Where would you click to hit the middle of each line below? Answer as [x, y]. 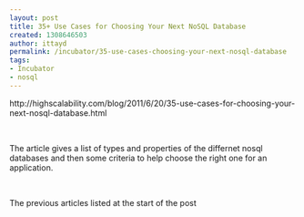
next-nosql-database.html [58, 113]
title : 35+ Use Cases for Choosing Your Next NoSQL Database [128, 26]
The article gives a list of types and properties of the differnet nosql [136, 148]
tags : [20, 60]
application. [31, 167]
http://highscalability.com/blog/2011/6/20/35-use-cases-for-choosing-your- [152, 103]
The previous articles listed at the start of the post [103, 202]
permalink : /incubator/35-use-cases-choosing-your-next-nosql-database [148, 52]
